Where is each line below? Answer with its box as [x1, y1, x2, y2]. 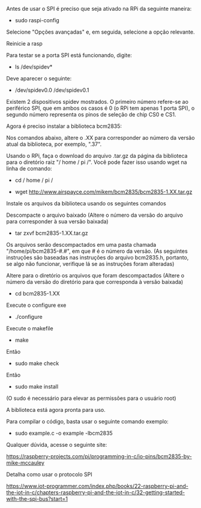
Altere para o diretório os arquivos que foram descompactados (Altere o [6, 272, 185, 279]
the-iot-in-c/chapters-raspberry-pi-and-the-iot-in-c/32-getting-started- [6, 489, 185, 496]
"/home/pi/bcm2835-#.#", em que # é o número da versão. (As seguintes [6, 247, 188, 255]
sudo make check [14, 360, 59, 367]
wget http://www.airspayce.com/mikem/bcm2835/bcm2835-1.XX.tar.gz [14, 189, 193, 195]
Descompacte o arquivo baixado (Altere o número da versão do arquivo [6, 211, 183, 219]
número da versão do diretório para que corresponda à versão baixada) [6, 279, 184, 285]
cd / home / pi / [14, 177, 53, 184]
